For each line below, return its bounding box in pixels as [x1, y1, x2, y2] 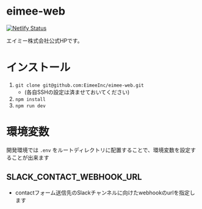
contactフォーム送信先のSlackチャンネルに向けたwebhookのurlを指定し [15, 189, 195, 196]
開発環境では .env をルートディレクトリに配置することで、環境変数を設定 [6, 146, 191, 154]
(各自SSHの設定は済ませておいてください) [24, 88, 130, 96]
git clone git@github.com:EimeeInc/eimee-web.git [15, 82, 145, 88]
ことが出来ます [11, 154, 49, 161]
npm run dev [15, 102, 46, 109]
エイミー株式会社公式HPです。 [6, 37, 83, 44]
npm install [15, 96, 46, 102]
